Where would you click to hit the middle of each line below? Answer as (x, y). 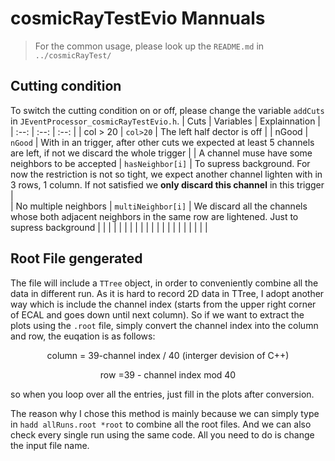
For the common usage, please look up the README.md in (149, 46)
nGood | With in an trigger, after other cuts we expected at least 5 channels (162, 142)
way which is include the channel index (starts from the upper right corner (163, 304)
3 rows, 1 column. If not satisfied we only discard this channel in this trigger (167, 184)
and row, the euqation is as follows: (83, 336)
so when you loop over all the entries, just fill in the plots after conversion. (162, 394)
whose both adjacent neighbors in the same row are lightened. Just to (154, 216)
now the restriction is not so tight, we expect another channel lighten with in (166, 174)
